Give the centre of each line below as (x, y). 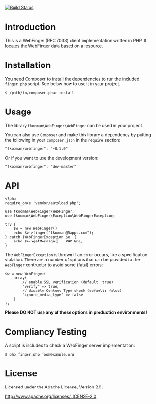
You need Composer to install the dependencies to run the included (72, 79)
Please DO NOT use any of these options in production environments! (76, 312)
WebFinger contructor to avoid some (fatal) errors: (54, 265)
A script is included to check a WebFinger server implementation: (70, 345)
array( (20, 278)
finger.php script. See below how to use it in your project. (63, 84)
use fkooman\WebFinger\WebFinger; (40, 211)
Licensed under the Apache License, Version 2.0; (54, 387)
